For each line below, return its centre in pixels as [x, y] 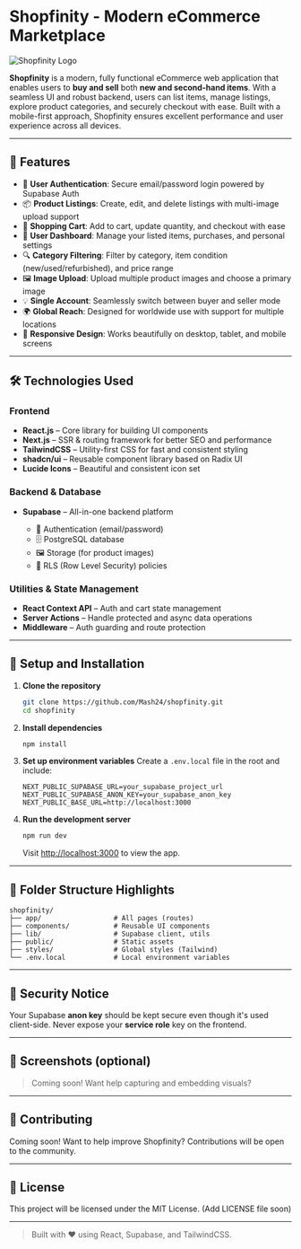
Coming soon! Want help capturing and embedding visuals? [142, 1083]
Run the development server [77, 820]
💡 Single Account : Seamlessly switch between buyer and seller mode [151, 300]
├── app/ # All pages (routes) [102, 919]
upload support [51, 216]
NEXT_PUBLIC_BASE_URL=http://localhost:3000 [107, 803]
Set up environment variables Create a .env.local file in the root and [151, 761]
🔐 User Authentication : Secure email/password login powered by [143, 184]
